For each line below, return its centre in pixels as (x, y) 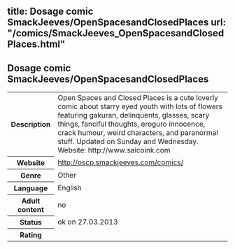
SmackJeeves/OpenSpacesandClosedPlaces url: (117, 23)
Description (31, 124)
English (70, 187)
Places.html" (36, 44)
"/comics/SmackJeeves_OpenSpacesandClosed (116, 33)
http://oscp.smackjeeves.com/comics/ (121, 162)
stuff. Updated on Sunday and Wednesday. (128, 141)
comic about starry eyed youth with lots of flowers (140, 106)
